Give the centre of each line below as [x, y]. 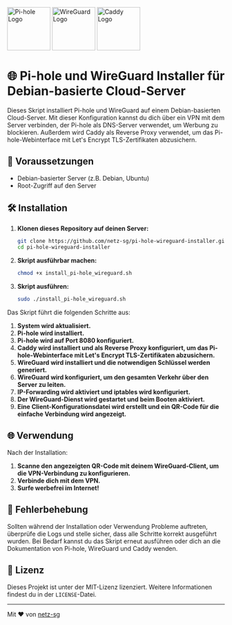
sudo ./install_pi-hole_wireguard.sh [71, 299]
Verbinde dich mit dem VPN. [59, 480]
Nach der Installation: [37, 452]
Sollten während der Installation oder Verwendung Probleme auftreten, [108, 526]
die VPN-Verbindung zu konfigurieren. [74, 473]
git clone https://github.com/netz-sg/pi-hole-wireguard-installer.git [122, 241]
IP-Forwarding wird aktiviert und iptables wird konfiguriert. [104, 392]
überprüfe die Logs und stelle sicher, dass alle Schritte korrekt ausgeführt [112, 534]
